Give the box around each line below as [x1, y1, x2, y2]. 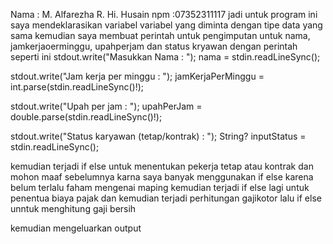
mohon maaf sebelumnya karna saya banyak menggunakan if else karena [10, 171, 314, 183]
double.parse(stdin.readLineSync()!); [10, 111, 163, 123]
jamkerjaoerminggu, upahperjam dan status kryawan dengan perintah [10, 40, 298, 52]
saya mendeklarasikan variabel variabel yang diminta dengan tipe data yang [10, 19, 323, 31]
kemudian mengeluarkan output [10, 222, 142, 234]
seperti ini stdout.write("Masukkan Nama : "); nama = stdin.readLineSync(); [10, 51, 321, 63]
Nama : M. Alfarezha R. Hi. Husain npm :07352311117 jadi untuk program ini [10, 9, 318, 20]
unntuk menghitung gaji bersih [10, 203, 137, 214]
